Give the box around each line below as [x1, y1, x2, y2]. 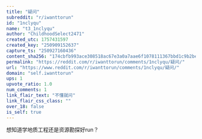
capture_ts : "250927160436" [6, 48, 77, 54]
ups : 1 [6, 75, 23, 81]
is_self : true [6, 109, 42, 115]
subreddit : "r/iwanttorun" [6, 14, 74, 20]
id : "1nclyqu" [6, 20, 42, 26]
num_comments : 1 [6, 87, 47, 93]
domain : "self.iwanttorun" [6, 70, 74, 76]
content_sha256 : [6, 53, 47, 59]
